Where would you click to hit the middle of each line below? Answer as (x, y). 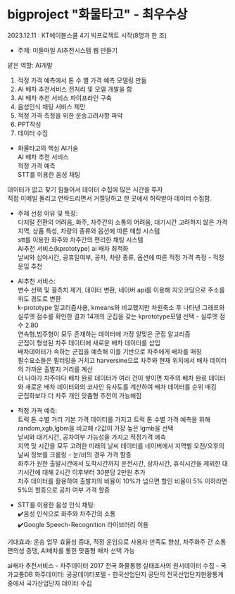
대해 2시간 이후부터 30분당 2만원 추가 (94, 472)
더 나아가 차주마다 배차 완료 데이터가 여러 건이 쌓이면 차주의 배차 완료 (112, 378)
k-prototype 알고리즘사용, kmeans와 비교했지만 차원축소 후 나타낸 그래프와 (121, 307)
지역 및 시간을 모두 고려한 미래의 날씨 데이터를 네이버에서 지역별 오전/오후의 (121, 445)
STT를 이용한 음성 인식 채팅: (56, 505)
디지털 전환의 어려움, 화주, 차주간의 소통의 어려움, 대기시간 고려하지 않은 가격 (122, 222)
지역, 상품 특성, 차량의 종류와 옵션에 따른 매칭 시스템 (89, 230)
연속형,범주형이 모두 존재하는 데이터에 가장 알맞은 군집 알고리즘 (104, 334)
